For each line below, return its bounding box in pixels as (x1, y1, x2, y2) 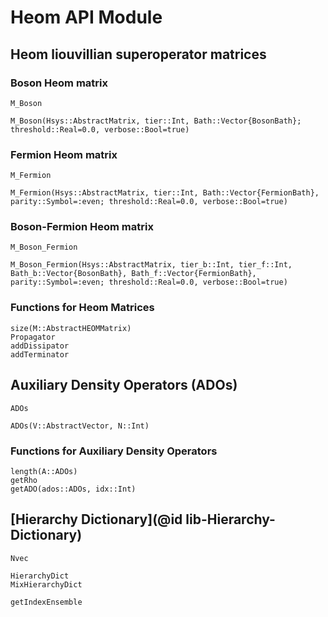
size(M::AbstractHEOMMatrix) (10, 323, 132, 333)
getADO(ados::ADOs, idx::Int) (10, 484, 137, 494)
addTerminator (10, 349, 70, 360)
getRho (10, 475, 38, 485)
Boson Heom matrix (10, 76, 108, 90)
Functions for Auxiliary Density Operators (10, 444, 218, 458)
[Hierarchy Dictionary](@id (10, 511, 183, 528)
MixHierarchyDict (10, 579, 83, 590)
